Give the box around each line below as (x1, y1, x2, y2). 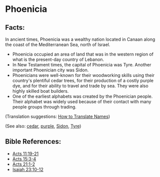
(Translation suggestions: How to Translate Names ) (5, 114, 110, 119)
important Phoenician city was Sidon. (12, 67, 89, 73)
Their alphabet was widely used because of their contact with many (12, 99, 152, 105)
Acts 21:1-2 (12, 161, 35, 167)
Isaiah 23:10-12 (12, 166, 44, 172)
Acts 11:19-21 (12, 150, 39, 157)
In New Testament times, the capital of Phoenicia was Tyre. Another (12, 62, 152, 67)
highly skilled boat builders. (12, 88, 69, 94)
